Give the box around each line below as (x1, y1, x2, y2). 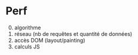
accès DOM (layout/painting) (14, 36, 85, 44)
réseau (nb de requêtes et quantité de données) (14, 30, 133, 37)
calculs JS (14, 43, 40, 50)
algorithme (14, 24, 41, 31)
